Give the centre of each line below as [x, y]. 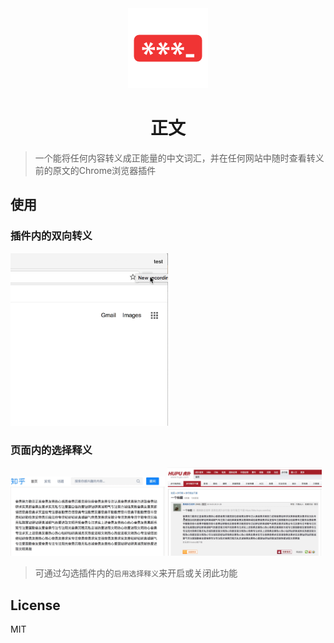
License [35, 605]
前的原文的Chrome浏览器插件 [95, 170]
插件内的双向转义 [51, 236]
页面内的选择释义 [51, 450]
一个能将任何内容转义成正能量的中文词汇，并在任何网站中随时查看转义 [179, 158]
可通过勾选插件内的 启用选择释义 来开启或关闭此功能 [136, 573]
